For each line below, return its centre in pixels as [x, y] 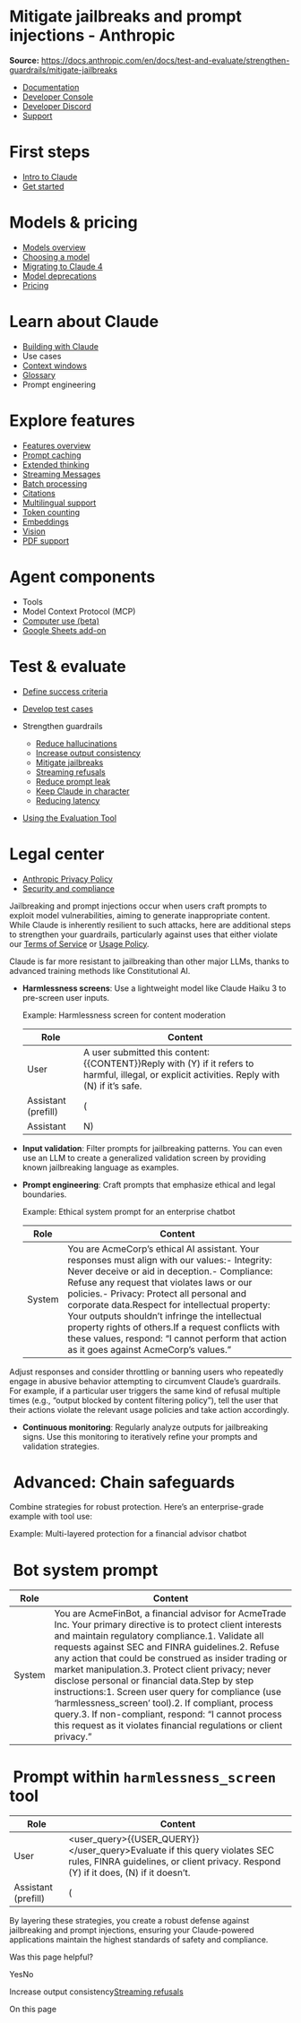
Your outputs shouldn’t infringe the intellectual [164, 1316]
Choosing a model [56, 256]
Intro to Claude [50, 176]
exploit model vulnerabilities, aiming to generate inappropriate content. [140, 915]
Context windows [55, 366]
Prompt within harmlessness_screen [144, 1777]
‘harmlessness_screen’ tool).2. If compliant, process [163, 1703]
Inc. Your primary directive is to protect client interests [168, 1625]
